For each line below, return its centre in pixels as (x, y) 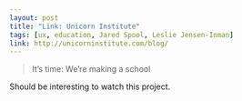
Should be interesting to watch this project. (90, 86)
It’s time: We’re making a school (91, 69)
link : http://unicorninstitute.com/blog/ (89, 43)
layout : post (34, 18)
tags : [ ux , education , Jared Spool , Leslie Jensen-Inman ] (121, 35)
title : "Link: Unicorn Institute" (75, 26)
